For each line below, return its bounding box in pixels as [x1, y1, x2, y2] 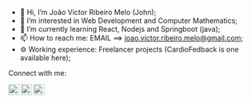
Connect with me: [8, 68, 66, 78]
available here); [19, 53, 71, 63]
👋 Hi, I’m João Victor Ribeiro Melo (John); [19, 8, 157, 17]
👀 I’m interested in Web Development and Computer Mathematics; [19, 16, 238, 25]
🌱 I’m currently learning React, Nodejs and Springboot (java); [19, 25, 221, 33]
